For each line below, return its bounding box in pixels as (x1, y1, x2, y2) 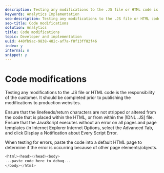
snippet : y (5, 52, 27, 58)
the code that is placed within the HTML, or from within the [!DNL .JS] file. (5, 115, 154, 120)
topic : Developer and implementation (5, 35, 82, 39)
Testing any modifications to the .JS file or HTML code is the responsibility (5, 90, 155, 96)
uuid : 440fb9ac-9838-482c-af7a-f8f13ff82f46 (5, 39, 97, 44)
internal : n (5, 48, 29, 53)
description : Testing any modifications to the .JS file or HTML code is (5, 7, 159, 12)
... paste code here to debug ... (5, 159, 71, 164)
